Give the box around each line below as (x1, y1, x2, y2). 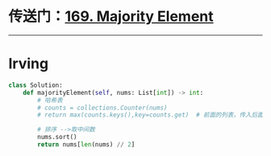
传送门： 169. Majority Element (8, 7, 214, 26)
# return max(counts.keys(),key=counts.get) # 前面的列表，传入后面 (37, 111, 264, 119)
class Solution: (8, 81, 63, 89)
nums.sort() (37, 133, 78, 142)
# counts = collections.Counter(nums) (37, 104, 168, 112)
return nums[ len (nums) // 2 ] (37, 141, 135, 149)
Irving (8, 55, 49, 73)
